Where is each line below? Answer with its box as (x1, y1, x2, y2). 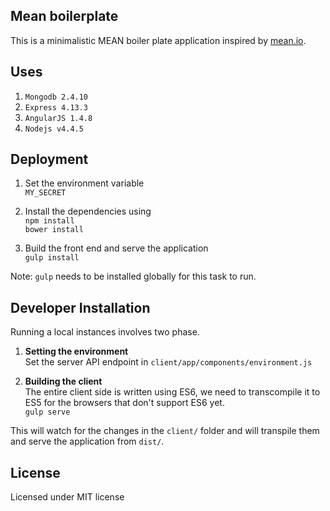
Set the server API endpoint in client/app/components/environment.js (24, 356, 313, 368)
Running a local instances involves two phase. (10, 326, 200, 338)
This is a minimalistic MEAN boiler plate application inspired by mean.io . (10, 34, 307, 46)
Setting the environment (24, 345, 129, 358)
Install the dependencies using (24, 205, 152, 218)
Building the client (24, 375, 103, 388)
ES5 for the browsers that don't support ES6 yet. (24, 397, 225, 409)
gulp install (24, 253, 80, 263)
